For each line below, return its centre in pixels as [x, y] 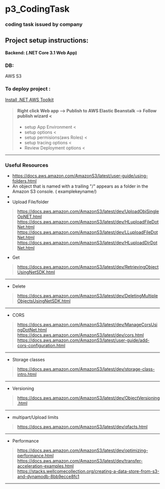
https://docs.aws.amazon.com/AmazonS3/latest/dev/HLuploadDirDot [87, 243]
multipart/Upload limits [35, 417]
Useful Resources [27, 165]
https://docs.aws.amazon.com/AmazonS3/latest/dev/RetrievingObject [88, 267]
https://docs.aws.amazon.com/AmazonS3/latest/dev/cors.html [80, 335]
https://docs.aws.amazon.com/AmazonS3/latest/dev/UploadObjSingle [88, 212]
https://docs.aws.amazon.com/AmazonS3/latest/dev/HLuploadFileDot [88, 222]
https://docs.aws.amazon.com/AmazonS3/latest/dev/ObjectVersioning [88, 398]
